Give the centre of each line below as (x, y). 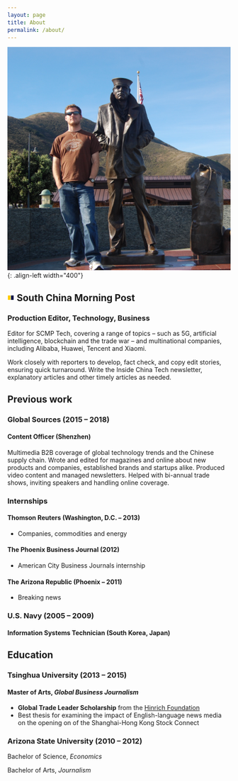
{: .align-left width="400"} (45, 276)
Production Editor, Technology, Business (79, 318)
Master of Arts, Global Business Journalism (73, 692)
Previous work (40, 399)
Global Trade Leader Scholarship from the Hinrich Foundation (109, 708)
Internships (28, 501)
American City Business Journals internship (81, 565)
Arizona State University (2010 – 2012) (75, 741)
